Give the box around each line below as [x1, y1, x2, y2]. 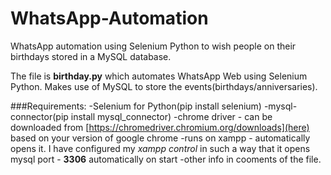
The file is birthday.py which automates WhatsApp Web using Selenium [10, 70, 308, 82]
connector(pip [10, 110, 69, 122]
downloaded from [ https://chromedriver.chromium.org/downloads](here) [10, 121, 310, 133]
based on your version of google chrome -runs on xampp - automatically [10, 132, 311, 144]
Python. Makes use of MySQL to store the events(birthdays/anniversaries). [10, 80, 318, 92]
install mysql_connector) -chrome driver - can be [70, 110, 273, 122]
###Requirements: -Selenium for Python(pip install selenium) [10, 100, 262, 112]
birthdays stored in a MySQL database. [10, 50, 172, 62]
